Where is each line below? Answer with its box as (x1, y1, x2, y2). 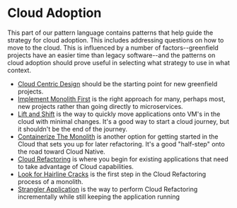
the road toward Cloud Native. (17, 147, 106, 156)
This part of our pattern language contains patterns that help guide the (7, 28, 214, 37)
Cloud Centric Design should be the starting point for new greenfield (17, 79, 218, 88)
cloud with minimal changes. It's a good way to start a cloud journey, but (17, 117, 230, 125)
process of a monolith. (17, 177, 83, 185)
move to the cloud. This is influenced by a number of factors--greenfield (7, 43, 219, 52)
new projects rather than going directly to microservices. (17, 102, 183, 110)
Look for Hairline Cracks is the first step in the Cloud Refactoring (17, 170, 207, 178)
